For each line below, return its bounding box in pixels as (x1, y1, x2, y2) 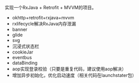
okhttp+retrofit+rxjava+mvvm (12, 15, 74, 20)
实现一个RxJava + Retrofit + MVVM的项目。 (5, 5, 97, 10)
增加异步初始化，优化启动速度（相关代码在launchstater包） (12, 72, 137, 78)
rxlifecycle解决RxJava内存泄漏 (12, 21, 76, 26)
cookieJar (12, 49, 34, 55)
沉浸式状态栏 (12, 43, 39, 49)
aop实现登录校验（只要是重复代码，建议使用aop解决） (12, 66, 127, 72)
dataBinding (12, 60, 38, 66)
